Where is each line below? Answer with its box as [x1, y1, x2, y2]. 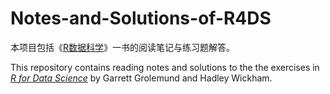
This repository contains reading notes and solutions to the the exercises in [10, 61, 320, 73]
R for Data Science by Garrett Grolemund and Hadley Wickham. [10, 72, 273, 84]
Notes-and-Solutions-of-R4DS [10, 7, 272, 30]
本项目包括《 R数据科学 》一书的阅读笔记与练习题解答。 [10, 41, 236, 53]
